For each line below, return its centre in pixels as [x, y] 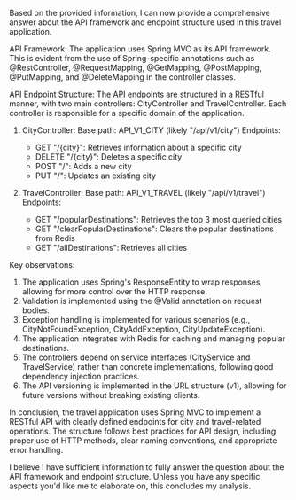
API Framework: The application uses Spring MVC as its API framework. [140, 49]
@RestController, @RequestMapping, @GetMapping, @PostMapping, [136, 67]
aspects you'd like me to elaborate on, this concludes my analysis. [130, 486]
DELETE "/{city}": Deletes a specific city [109, 157]
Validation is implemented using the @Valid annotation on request [142, 301]
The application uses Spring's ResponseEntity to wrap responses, [142, 282]
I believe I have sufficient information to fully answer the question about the [147, 467]
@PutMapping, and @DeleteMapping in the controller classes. [123, 77]
